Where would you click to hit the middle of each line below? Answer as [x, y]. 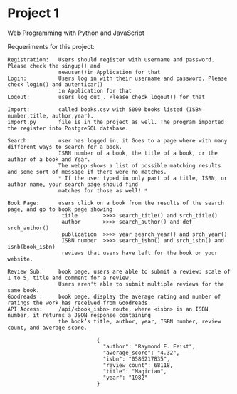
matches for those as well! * [103, 190]
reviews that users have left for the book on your [140, 253]
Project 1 [33, 13]
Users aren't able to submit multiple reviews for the [141, 284]
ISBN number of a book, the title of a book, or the [138, 153]
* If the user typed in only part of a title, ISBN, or [143, 178]
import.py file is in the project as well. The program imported [116, 122]
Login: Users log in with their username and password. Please [117, 78]
